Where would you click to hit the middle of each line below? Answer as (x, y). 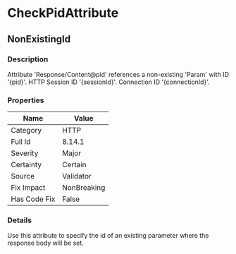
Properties (26, 100)
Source (23, 176)
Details (20, 220)
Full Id (21, 142)
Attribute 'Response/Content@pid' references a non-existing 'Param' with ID (118, 74)
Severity (25, 153)
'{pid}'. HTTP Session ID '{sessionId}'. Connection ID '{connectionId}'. (108, 82)
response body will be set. (46, 243)
